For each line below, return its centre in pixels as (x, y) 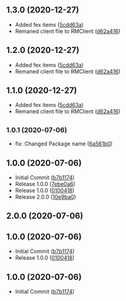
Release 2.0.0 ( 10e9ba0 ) (45, 197)
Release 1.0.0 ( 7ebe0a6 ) (45, 184)
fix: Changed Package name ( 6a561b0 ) (64, 144)
